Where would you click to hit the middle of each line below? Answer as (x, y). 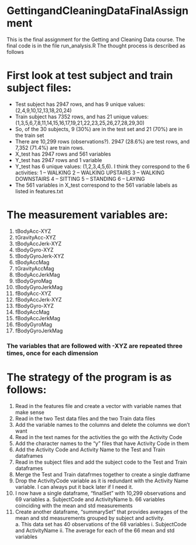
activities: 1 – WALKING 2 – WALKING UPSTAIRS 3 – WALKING (90, 172)
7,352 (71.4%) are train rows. (50, 148)
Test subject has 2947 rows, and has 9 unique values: (80, 104)
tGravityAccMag (35, 268)
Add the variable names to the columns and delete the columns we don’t (102, 424)
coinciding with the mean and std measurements (74, 505)
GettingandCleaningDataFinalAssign (98, 11)
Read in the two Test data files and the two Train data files (85, 418)
